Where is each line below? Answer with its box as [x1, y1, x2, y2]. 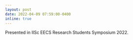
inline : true [5, 16, 32, 21]
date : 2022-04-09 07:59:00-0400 [5, 12, 71, 17]
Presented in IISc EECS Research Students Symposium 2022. [5, 30, 129, 36]
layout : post [5, 7, 32, 12]
